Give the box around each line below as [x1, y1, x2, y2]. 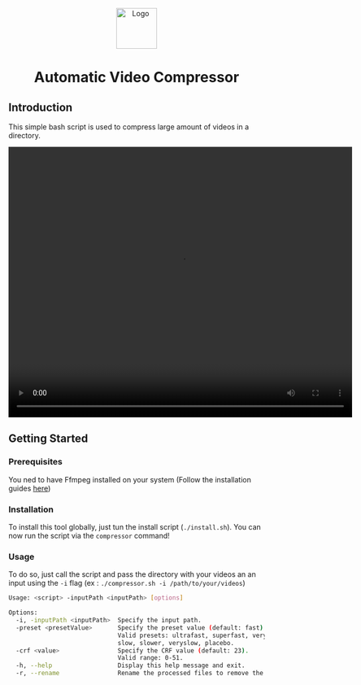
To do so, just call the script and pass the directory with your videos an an [8, 569, 256, 579]
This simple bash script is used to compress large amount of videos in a [8, 122, 250, 132]
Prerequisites [8, 456, 63, 468]
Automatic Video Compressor [33, 68, 240, 87]
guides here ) [8, 483, 51, 493]
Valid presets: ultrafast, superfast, [117, 631, 250, 639]
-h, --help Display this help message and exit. [15, 661, 246, 670]
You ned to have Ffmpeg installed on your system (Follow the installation [8, 474, 252, 484]
